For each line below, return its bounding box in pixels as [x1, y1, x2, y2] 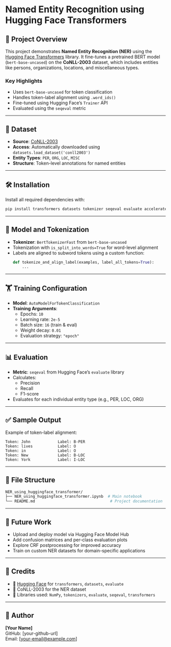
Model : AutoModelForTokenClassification [12, 300, 100, 306]
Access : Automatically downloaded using [12, 144, 100, 150]
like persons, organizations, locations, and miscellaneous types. [5, 65, 139, 71]
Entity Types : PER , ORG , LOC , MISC [12, 155, 80, 161]
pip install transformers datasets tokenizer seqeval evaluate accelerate [5, 206, 167, 212]
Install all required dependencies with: [5, 196, 85, 202]
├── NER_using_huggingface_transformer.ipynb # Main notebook [5, 494, 142, 499]
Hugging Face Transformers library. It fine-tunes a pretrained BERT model [5, 54, 160, 60]
